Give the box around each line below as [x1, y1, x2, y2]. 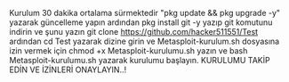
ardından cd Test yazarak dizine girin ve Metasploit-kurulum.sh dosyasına [9, 36, 280, 46]
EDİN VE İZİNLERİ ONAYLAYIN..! [9, 64, 127, 75]
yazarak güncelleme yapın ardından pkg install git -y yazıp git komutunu [9, 17, 273, 28]
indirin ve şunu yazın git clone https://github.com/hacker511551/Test [9, 27, 259, 37]
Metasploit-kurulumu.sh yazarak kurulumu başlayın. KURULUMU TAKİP [9, 55, 270, 65]
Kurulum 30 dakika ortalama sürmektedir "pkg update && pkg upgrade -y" [9, 8, 281, 18]
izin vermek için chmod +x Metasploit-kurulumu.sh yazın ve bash [9, 45, 248, 56]
